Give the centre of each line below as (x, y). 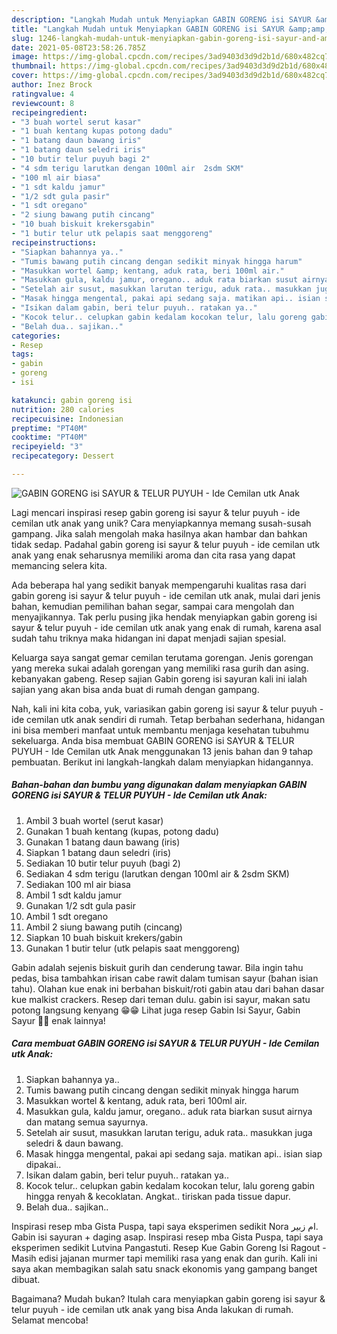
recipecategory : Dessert (63, 456)
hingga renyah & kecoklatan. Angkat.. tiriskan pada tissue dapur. (158, 1196)
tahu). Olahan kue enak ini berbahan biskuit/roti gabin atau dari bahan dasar (168, 988)
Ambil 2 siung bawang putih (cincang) (104, 927)
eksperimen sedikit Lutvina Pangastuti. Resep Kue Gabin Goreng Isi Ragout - (169, 1247)
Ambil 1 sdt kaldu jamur (74, 895)
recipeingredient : (49, 112)
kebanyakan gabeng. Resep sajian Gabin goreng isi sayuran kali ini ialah (159, 678)
